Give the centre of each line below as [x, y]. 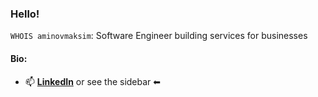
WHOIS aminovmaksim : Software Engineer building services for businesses [159, 36]
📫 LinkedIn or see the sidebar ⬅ [93, 81]
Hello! [25, 14]
